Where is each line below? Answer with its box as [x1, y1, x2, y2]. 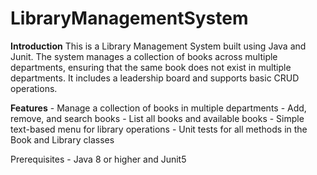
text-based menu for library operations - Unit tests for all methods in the [10, 123, 308, 135]
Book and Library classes [10, 133, 115, 146]
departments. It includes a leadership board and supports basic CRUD [10, 72, 300, 84]
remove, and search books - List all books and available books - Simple [10, 112, 305, 124]
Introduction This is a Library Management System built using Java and [10, 40, 307, 52]
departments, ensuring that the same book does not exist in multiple [10, 61, 292, 73]
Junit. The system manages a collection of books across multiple [10, 50, 278, 62]
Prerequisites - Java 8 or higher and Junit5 [10, 153, 187, 165]
